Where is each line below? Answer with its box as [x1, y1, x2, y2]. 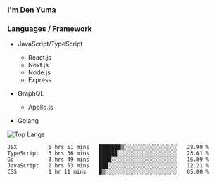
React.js [27, 53, 51, 62]
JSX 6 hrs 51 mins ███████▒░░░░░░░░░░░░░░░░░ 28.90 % [7, 144, 210, 151]
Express [27, 76, 52, 84]
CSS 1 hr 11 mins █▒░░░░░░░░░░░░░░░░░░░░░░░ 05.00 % [7, 169, 210, 176]
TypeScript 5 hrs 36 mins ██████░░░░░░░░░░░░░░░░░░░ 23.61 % [7, 150, 210, 157]
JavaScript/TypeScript [17, 40, 83, 48]
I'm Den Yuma [7, 5, 56, 15]
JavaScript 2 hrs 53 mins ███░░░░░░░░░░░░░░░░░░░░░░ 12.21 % [7, 162, 210, 169]
